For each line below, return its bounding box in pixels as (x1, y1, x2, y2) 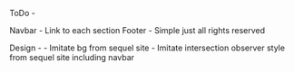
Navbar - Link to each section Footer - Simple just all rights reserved (9, 25, 266, 35)
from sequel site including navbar (9, 52, 134, 62)
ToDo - (9, 8, 36, 18)
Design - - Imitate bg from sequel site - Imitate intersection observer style (9, 42, 286, 53)
